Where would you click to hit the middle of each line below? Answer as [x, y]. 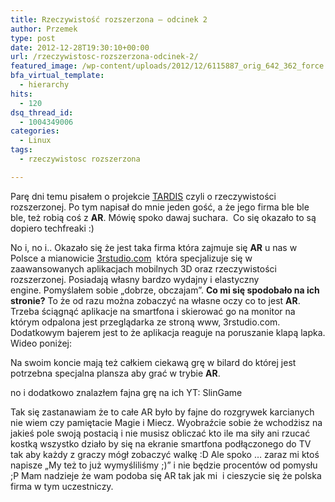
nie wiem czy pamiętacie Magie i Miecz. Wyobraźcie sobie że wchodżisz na [166, 422]
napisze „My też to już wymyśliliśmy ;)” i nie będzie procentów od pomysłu [164, 465]
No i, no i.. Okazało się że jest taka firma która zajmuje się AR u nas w [154, 247]
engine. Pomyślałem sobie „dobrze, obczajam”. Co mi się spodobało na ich [165, 290]
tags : [21, 150]
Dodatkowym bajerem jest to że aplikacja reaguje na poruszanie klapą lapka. [168, 332]
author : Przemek [44, 29]
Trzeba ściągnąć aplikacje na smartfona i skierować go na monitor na [153, 311]
